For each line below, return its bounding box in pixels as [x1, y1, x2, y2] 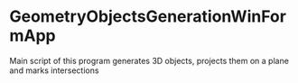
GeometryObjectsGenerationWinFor [9, 6, 287, 27]
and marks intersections [9, 65, 99, 76]
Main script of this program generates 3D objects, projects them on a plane [9, 55, 289, 66]
